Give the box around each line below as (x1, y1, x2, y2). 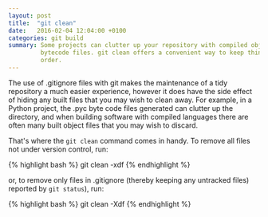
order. (40, 57, 62, 65)
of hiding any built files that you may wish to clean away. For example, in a (8, 95, 253, 105)
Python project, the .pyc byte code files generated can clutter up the (8, 103, 234, 112)
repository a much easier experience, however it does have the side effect (8, 86, 253, 96)
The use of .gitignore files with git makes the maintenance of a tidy (8, 77, 228, 88)
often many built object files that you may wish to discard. (8, 120, 199, 130)
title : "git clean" (8, 19, 77, 27)
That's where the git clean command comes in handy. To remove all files (8, 136, 250, 145)
